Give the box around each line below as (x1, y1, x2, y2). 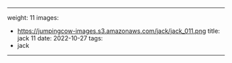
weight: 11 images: (7, 14, 59, 21)
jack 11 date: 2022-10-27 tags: (17, 34, 104, 42)
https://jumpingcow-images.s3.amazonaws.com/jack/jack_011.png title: (17, 27, 220, 35)
